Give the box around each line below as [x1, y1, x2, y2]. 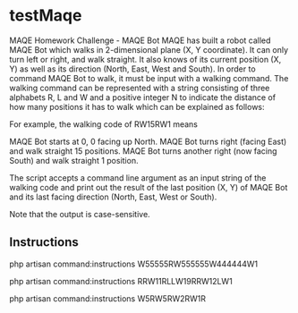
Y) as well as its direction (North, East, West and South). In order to [9, 63, 257, 74]
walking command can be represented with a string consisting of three [9, 82, 270, 93]
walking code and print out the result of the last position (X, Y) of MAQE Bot [9, 182, 288, 192]
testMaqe [9, 5, 82, 26]
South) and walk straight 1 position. [9, 155, 139, 165]
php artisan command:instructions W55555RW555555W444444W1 [9, 258, 258, 269]
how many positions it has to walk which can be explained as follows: [9, 101, 266, 112]
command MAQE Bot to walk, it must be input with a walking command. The [9, 72, 289, 83]
